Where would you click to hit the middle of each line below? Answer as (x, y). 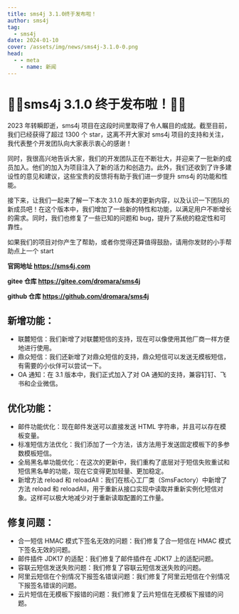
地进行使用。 (36, 348)
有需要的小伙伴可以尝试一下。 (61, 366)
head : (15, 54)
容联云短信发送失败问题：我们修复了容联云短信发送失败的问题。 (111, 567)
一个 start (40, 250)
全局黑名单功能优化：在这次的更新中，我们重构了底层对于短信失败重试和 (123, 462)
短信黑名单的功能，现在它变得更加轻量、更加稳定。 (92, 471)
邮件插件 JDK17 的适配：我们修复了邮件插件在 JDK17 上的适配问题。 (117, 559)
